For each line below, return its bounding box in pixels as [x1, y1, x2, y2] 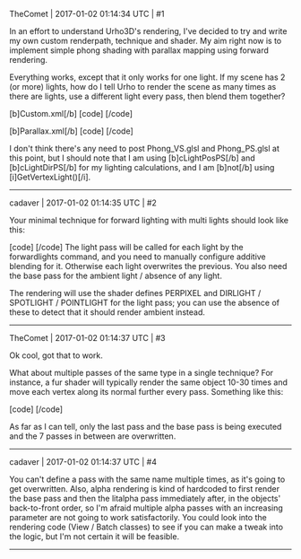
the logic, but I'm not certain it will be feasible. [9, 531, 180, 542]
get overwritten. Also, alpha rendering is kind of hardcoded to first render [9, 484, 280, 493]
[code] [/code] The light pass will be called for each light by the [9, 242, 244, 252]
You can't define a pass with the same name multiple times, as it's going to [9, 474, 286, 485]
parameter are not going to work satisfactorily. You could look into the [9, 512, 267, 522]
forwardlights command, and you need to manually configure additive [9, 251, 266, 262]
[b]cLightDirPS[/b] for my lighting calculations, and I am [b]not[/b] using [9, 162, 275, 172]
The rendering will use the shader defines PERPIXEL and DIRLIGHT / [9, 288, 262, 298]
